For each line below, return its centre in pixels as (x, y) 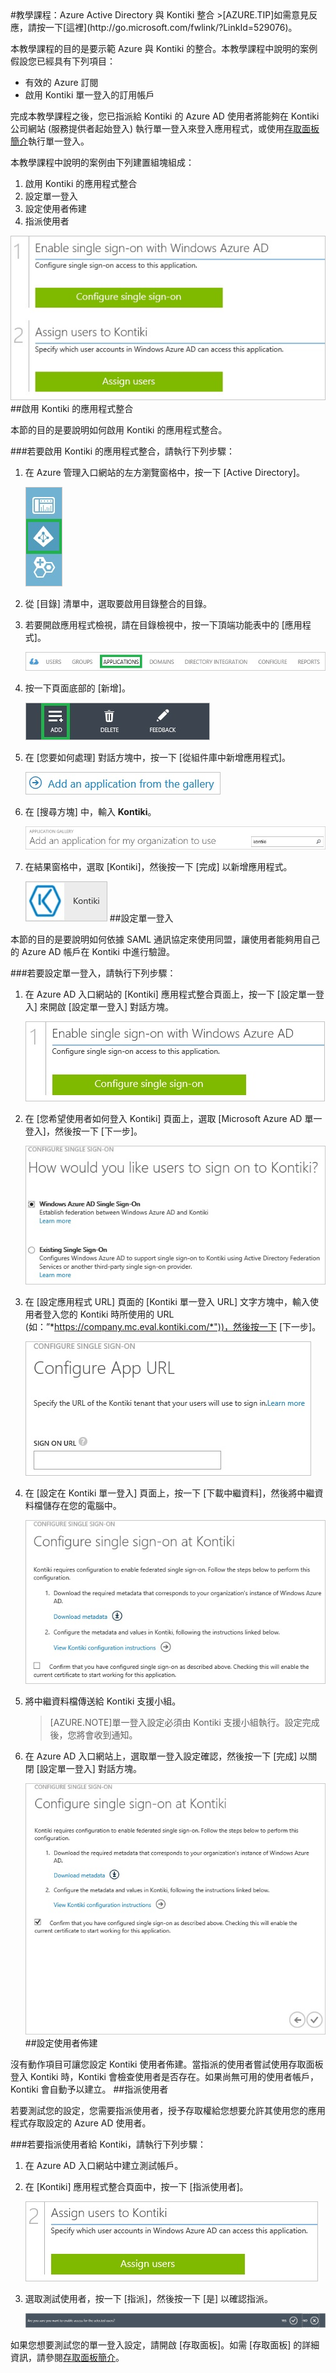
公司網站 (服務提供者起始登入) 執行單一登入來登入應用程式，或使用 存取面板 (165, 128)
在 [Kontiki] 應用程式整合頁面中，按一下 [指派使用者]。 (136, 2187)
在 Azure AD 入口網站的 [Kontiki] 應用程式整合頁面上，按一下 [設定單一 (170, 994)
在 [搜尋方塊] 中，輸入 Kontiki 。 (90, 811)
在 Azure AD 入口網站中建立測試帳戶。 (104, 2166)
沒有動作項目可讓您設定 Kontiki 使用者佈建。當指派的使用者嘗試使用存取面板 (167, 2064)
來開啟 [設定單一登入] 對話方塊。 (106, 1006)
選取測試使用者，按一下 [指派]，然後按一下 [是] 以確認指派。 (149, 2299)
